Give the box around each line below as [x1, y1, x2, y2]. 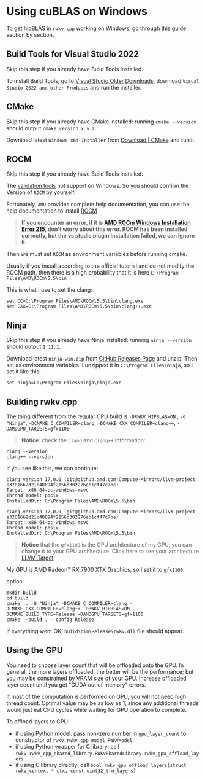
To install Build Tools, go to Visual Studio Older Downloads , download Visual [6, 77, 199, 84]
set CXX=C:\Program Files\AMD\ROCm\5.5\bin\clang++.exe [6, 303, 152, 310]
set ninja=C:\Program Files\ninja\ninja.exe [6, 380, 122, 386]
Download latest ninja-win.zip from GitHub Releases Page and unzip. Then [6, 355, 198, 362]
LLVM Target [21, 554, 54, 561]
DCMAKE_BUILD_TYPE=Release [6, 611, 75, 617]
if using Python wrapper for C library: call [15, 743, 119, 750]
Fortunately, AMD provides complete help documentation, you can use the [6, 201, 190, 208]
